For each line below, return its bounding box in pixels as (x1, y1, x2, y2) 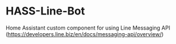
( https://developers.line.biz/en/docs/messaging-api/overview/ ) (5, 30, 164, 37)
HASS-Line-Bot (5, 4, 85, 18)
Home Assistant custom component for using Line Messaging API (5, 24, 171, 31)
